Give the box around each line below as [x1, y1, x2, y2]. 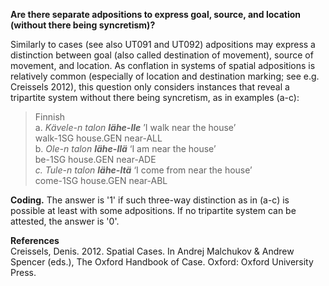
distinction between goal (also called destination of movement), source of [10, 49, 314, 61]
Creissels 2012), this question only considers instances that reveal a [10, 81, 290, 93]
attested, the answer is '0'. [10, 215, 120, 227]
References [10, 235, 60, 246]
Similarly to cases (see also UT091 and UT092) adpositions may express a [10, 39, 316, 50]
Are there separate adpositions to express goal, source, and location [10, 9, 302, 20]
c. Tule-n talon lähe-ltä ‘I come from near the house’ [34, 164, 253, 176]
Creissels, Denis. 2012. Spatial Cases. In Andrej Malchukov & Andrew [10, 245, 295, 257]
